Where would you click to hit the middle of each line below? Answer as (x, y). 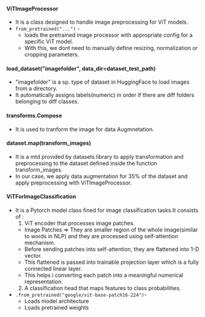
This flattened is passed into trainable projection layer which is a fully (111, 262)
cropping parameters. (52, 54)
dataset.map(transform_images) (49, 143)
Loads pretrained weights (57, 308)
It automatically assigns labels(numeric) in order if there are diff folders (105, 95)
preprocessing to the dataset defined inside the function (86, 163)
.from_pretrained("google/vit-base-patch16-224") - (81, 295)
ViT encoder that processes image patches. (80, 224)
